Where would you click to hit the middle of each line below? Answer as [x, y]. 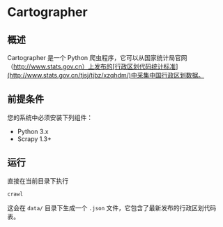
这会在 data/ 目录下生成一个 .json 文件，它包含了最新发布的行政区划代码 [112, 207]
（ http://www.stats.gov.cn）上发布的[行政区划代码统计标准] [93, 66]
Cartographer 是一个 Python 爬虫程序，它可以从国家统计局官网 [97, 58]
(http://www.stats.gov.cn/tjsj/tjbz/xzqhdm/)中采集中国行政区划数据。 [106, 75]
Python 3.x [33, 131]
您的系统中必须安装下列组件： [50, 117]
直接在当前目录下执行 [38, 181]
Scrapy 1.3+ [34, 139]
